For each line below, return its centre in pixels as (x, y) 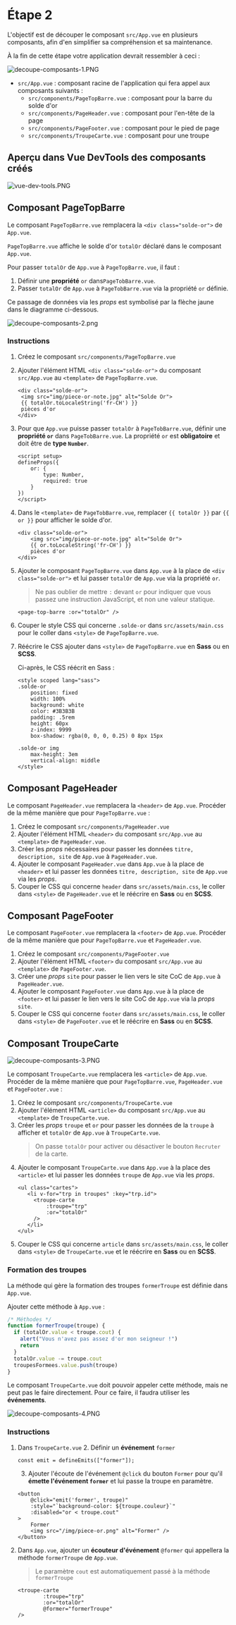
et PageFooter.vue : (35, 1089)
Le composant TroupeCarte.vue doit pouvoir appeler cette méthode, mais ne (118, 1385)
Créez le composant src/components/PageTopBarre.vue (97, 357)
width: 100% (48, 699)
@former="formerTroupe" (78, 1609)
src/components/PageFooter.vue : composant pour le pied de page (124, 128)
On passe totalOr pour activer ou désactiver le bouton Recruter (128, 1147)
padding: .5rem (53, 717)
